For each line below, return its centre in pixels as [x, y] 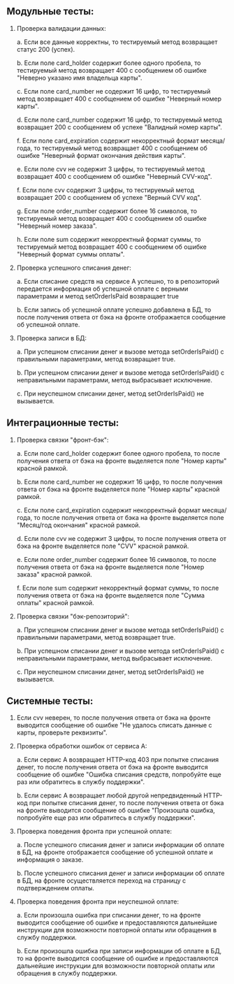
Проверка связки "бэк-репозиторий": [73, 616]
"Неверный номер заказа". [57, 226]
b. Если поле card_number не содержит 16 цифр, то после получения [119, 482]
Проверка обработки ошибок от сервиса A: [82, 746]
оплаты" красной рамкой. [56, 602]
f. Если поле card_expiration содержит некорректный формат [108, 140]
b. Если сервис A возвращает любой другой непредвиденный [109, 795]
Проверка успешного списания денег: [74, 268]
